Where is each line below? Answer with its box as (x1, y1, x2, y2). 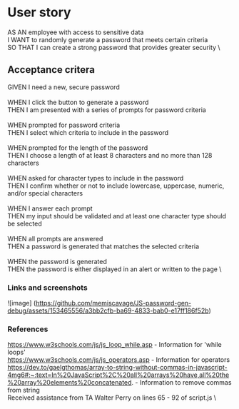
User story (7, 4, 71, 21)
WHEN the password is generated (7, 257, 107, 266)
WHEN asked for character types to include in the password (7, 173, 184, 182)
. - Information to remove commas (131, 378, 232, 387)
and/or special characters (7, 188, 83, 197)
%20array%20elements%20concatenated (7, 378, 132, 387)
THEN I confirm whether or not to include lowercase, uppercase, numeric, (7, 181, 225, 190)
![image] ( (7, 299, 36, 308)
